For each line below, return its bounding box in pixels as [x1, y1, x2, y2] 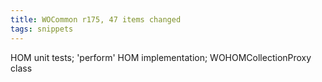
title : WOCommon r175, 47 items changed [10, 14, 182, 25]
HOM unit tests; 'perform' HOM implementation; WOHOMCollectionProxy [10, 51, 312, 63]
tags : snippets [10, 24, 74, 34]
